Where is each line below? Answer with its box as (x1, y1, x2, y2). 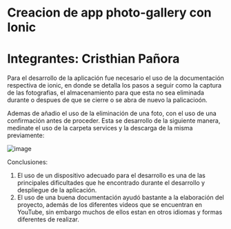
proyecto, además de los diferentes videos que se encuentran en (17, 201, 202, 209)
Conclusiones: (7, 158, 48, 166)
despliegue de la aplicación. (17, 186, 97, 195)
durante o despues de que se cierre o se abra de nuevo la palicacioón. (7, 96, 208, 104)
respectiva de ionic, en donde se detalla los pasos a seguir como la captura (7, 81, 222, 90)
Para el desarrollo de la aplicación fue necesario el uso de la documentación (7, 74, 224, 82)
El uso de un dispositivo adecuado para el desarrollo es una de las (17, 171, 205, 180)
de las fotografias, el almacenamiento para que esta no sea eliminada (7, 88, 205, 97)
